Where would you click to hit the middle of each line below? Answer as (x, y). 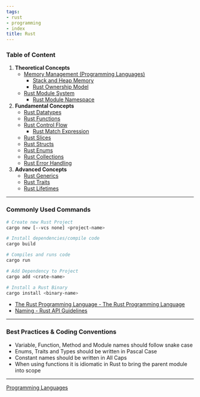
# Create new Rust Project (40, 222)
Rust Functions (42, 119)
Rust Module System (49, 93)
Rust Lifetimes (41, 188)
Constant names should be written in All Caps (71, 358)
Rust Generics (41, 176)
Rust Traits (37, 182)
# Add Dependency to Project (42, 271)
